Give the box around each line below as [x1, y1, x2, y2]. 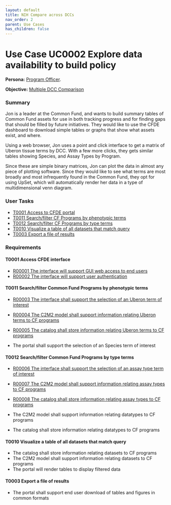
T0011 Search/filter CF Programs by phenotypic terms [12, 214, 126, 221]
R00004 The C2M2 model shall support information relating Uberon [12, 312, 156, 318]
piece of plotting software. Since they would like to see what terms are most [5, 168, 166, 174]
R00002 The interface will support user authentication [12, 273, 127, 279]
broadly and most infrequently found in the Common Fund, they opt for [5, 174, 155, 180]
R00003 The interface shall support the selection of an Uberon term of [12, 296, 162, 302]
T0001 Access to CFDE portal [12, 209, 75, 215]
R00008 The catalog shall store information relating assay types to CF [12, 396, 161, 402]
